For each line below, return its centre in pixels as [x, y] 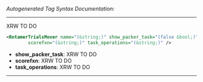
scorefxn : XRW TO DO [43, 60]
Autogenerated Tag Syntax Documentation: [60, 9]
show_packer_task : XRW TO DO [56, 54]
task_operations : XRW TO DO [53, 67]
